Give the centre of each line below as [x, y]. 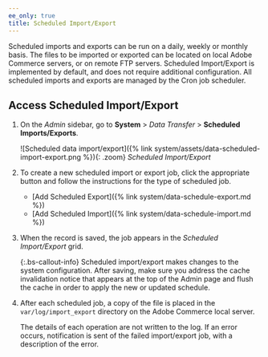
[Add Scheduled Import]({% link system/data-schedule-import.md [141, 214]
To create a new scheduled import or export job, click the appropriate [135, 172]
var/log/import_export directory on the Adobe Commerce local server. [137, 312]
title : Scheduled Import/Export [62, 23]
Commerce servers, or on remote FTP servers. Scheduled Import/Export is [132, 63]
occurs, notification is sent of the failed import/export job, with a [126, 336]
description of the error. [59, 344]
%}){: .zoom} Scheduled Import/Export [147, 157]
